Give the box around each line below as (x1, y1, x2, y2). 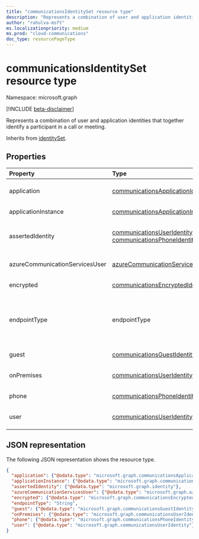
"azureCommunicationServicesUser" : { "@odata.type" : (11, 489, 142, 495)
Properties (6, 152, 46, 162)
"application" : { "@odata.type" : (11, 473, 92, 479)
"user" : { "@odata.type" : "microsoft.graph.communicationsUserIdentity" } (11, 522, 195, 528)
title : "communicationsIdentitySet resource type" (6, 8, 134, 15)
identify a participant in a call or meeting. (6, 123, 107, 130)
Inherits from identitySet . (6, 134, 67, 142)
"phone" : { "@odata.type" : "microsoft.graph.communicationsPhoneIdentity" (11, 516, 197, 523)
